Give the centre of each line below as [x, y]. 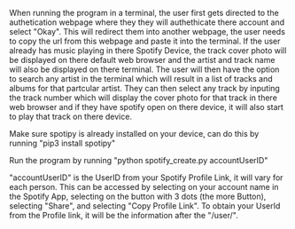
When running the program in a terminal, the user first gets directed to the [144, 13]
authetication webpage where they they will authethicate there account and [147, 22]
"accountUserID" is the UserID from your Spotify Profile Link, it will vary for [146, 178]
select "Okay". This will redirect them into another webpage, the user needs [147, 32]
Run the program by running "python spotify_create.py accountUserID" [139, 160]
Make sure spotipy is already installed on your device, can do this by [134, 134]
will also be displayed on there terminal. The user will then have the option [144, 69]
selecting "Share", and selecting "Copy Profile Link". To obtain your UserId [145, 206]
